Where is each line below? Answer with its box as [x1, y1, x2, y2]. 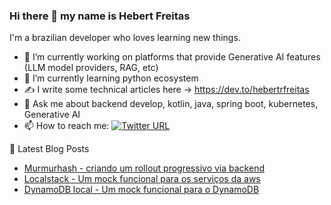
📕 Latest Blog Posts [9, 143, 90, 155]
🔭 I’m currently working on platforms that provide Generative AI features [23, 51, 321, 63]
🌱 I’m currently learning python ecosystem [23, 72, 199, 84]
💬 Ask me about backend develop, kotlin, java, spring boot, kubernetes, [23, 98, 319, 110]
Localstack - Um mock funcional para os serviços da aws [23, 173, 261, 185]
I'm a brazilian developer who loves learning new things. [9, 32, 241, 44]
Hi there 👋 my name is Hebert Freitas [9, 9, 191, 23]
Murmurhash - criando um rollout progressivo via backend [23, 162, 265, 174]
